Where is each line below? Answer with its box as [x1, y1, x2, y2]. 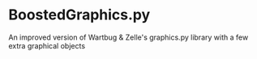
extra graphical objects [8, 40, 86, 50]
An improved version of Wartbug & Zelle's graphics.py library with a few [8, 32, 249, 42]
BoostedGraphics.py [8, 6, 151, 24]
